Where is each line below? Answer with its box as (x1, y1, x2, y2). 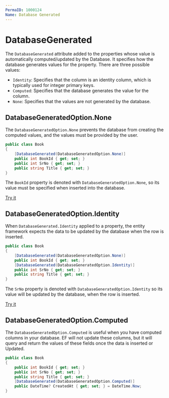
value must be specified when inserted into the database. (5, 185, 125, 191)
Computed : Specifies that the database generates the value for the (12, 87, 149, 94)
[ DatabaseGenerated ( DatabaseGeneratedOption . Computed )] (14, 379, 136, 384)
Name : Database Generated (5, 12, 60, 17)
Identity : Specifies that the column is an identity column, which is (12, 77, 151, 83)
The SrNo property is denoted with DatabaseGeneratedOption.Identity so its (5, 286, 163, 292)
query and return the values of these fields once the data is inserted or (5, 340, 153, 346)
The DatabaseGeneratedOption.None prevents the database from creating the (5, 127, 164, 133)
